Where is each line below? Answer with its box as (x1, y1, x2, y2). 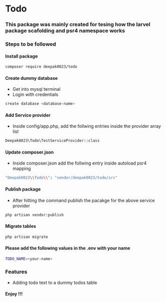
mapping (12, 166, 31, 172)
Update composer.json (5, 149, 54, 155)
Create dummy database (5, 75, 58, 81)
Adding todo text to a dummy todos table (12, 279, 97, 285)
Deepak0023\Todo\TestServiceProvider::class (5, 138, 100, 143)
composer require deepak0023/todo (5, 64, 78, 69)
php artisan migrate (5, 234, 49, 239)
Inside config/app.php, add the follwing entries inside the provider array (12, 123, 161, 129)
